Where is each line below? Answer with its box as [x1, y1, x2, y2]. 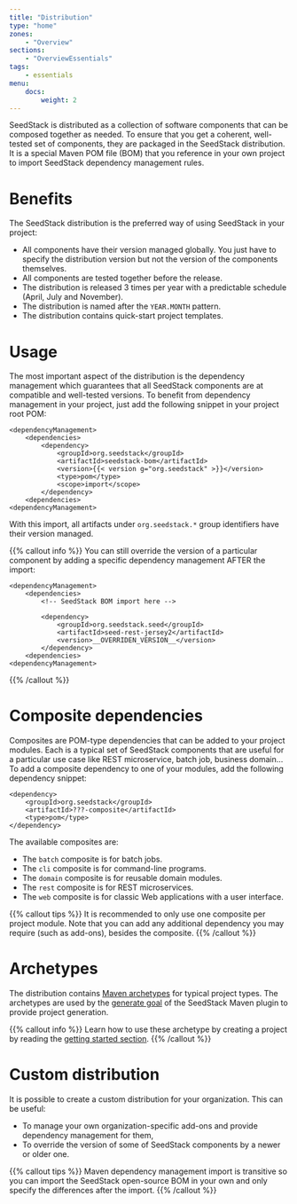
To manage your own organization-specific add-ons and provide [21, 1121, 259, 1131]
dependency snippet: [9, 773, 87, 783]
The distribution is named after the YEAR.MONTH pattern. [21, 301, 222, 311]
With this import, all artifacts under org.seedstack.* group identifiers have [9, 519, 279, 530]
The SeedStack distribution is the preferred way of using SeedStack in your [9, 218, 285, 229]
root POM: [9, 409, 47, 420]
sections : [9, 46, 46, 55]
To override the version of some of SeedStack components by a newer [21, 1139, 281, 1150]
